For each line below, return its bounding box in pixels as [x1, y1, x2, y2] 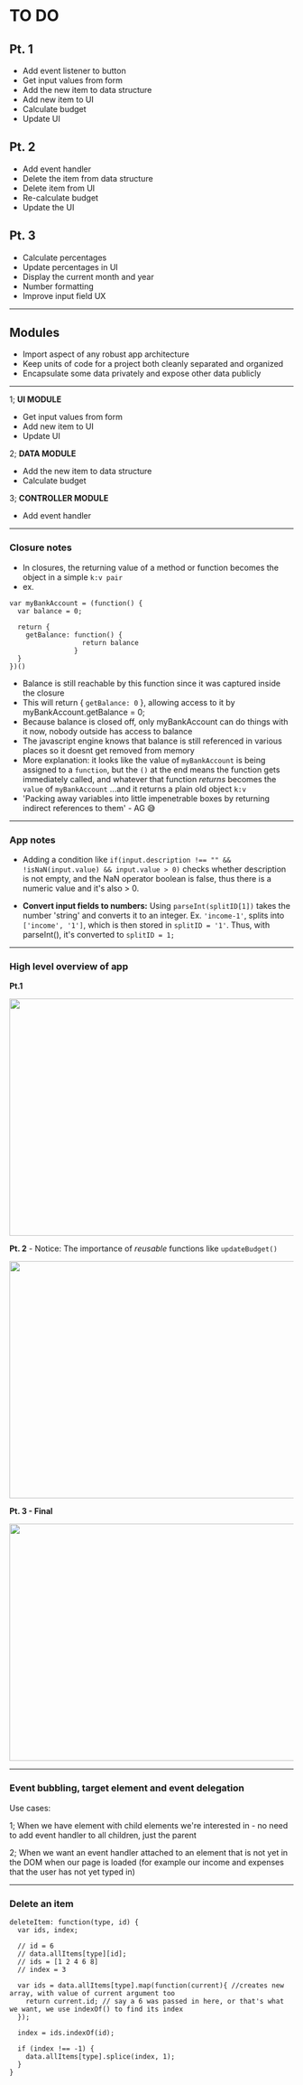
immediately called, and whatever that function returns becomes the [22, 773, 277, 784]
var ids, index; [17, 1925, 78, 1934]
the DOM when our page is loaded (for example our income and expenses [9, 1856, 284, 1867]
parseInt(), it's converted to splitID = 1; [22, 930, 175, 940]
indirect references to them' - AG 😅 [22, 802, 156, 813]
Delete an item [9, 1897, 74, 1910]
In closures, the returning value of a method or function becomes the [22, 562, 280, 573]
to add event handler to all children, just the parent [9, 1829, 197, 1840]
